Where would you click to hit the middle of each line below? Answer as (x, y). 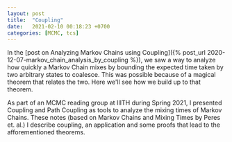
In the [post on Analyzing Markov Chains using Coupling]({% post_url (107, 53)
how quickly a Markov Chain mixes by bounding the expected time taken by (115, 67)
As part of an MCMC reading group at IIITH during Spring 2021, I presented (115, 103)
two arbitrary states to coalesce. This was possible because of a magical (111, 75)
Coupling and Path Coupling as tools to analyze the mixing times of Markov (115, 110)
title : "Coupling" (35, 20)
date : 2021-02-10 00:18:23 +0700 (59, 26)
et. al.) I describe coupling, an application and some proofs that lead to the (114, 125)
